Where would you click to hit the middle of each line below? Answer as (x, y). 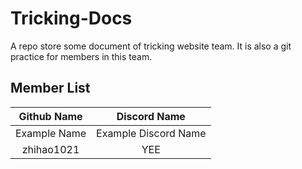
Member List (50, 88)
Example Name (51, 133)
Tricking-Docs (71, 18)
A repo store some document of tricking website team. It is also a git (151, 46)
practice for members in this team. (81, 56)
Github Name (50, 116)
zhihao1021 (50, 149)
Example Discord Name (151, 133)
